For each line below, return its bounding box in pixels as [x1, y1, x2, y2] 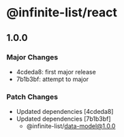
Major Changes [6, 52, 59, 62]
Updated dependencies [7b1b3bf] [16, 115, 111, 123]
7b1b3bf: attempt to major [16, 75, 89, 83]
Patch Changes [6, 92, 59, 102]
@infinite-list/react [6, 5, 117, 20]
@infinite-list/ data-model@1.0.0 [26, 122, 116, 130]
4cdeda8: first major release [16, 67, 96, 76]
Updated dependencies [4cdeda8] [16, 108, 114, 116]
